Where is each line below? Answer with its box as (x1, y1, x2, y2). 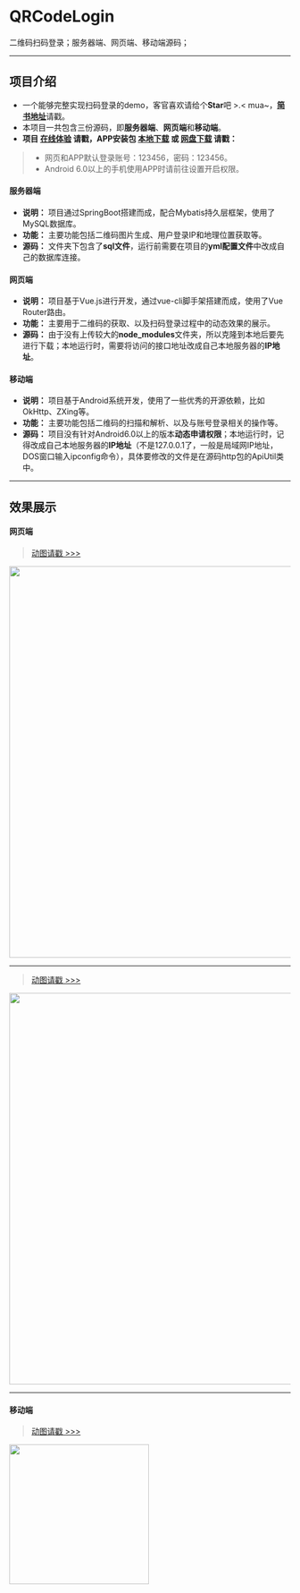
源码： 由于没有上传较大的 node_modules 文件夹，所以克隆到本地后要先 (21, 329, 285, 340)
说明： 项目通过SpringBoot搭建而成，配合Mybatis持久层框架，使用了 (21, 207, 276, 217)
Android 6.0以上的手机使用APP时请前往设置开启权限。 (44, 163, 244, 174)
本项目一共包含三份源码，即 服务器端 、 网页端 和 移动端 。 (21, 122, 226, 132)
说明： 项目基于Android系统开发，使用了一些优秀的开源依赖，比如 (21, 396, 265, 406)
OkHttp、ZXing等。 (21, 406, 95, 417)
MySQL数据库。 (21, 217, 81, 229)
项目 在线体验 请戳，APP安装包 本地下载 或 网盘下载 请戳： (21, 132, 238, 144)
